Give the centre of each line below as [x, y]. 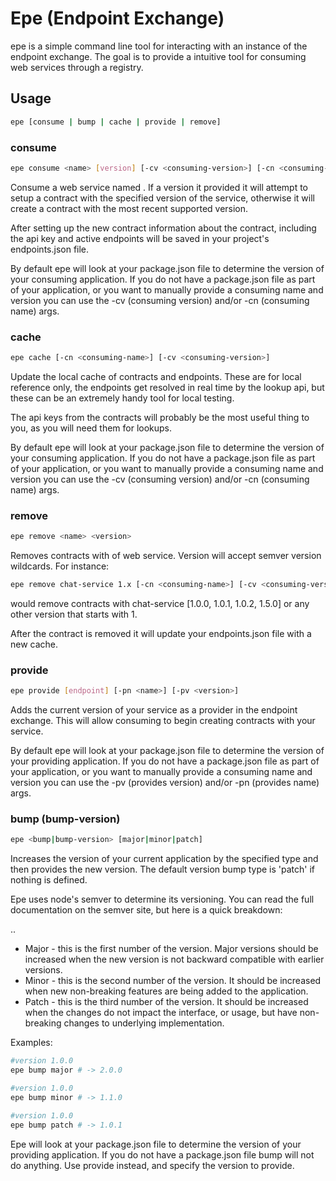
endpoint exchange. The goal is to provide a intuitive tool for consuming [158, 56]
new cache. [34, 644]
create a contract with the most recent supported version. [129, 208]
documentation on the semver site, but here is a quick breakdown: [146, 910]
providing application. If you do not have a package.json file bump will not [162, 1154]
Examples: [31, 1043]
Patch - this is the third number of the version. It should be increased [166, 1002]
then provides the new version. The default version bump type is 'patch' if [162, 869]
